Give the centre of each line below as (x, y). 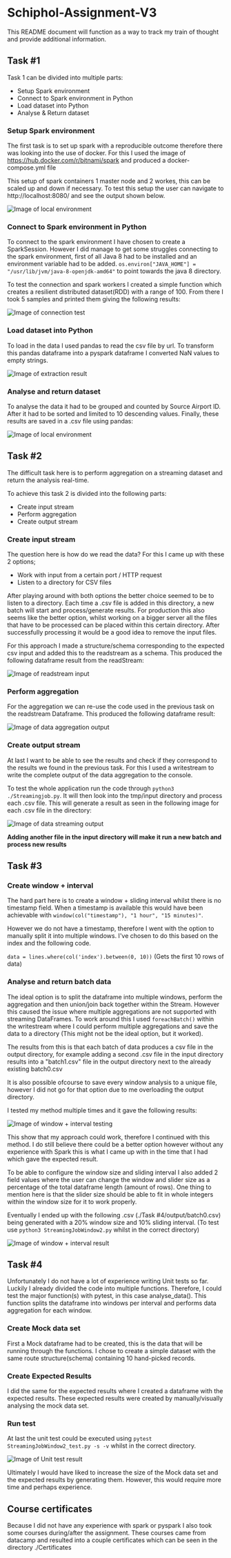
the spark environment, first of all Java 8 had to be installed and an (102, 257)
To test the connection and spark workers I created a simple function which (114, 285)
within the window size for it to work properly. (72, 1201)
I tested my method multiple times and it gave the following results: (102, 1110)
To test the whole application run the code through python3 (91, 788)
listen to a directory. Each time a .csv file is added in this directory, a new (111, 603)
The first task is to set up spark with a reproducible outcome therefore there (115, 146)
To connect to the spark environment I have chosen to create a (97, 242)
